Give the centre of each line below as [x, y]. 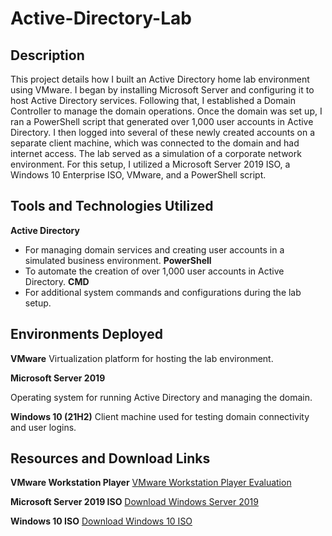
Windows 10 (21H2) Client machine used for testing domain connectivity [160, 416]
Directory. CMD [57, 281]
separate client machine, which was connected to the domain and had [155, 143]
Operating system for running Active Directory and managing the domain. [161, 397]
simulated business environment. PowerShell [118, 260]
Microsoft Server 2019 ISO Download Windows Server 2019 [134, 502]
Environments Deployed [86, 334]
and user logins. [43, 427]
